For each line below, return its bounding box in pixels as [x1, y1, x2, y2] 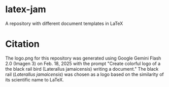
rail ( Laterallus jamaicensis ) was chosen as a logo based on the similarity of [5, 71, 164, 77]
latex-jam [5, 4, 47, 15]
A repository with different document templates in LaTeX [5, 20, 123, 26]
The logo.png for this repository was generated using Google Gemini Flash [5, 55, 161, 61]
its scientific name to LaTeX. [5, 76, 64, 82]
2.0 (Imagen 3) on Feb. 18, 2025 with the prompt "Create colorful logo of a [5, 60, 161, 67]
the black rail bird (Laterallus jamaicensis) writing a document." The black [5, 66, 159, 72]
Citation [5, 38, 40, 50]
